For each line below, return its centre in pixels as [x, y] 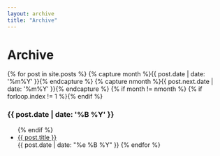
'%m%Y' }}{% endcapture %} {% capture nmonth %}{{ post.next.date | [110, 82]
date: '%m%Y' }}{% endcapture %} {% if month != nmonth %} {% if [105, 89]
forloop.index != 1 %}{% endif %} [55, 97]
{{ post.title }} [37, 137]
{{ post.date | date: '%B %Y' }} [61, 115]
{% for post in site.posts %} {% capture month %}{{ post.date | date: [106, 74]
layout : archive [31, 14]
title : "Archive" [32, 20]
